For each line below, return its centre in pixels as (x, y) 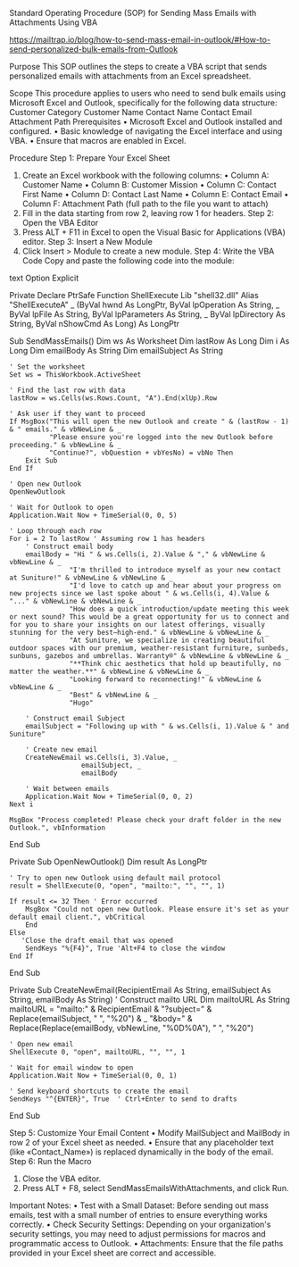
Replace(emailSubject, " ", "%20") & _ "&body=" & (101, 1018)
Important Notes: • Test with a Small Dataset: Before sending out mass (139, 1205)
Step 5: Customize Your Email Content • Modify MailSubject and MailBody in (149, 1133)
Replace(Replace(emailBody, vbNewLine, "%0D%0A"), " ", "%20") (132, 1028)
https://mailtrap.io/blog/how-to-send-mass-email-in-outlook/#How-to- (140, 40)
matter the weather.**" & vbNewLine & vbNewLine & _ (109, 671)
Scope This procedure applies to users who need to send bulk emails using (148, 93)
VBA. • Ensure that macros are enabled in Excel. (98, 141)
